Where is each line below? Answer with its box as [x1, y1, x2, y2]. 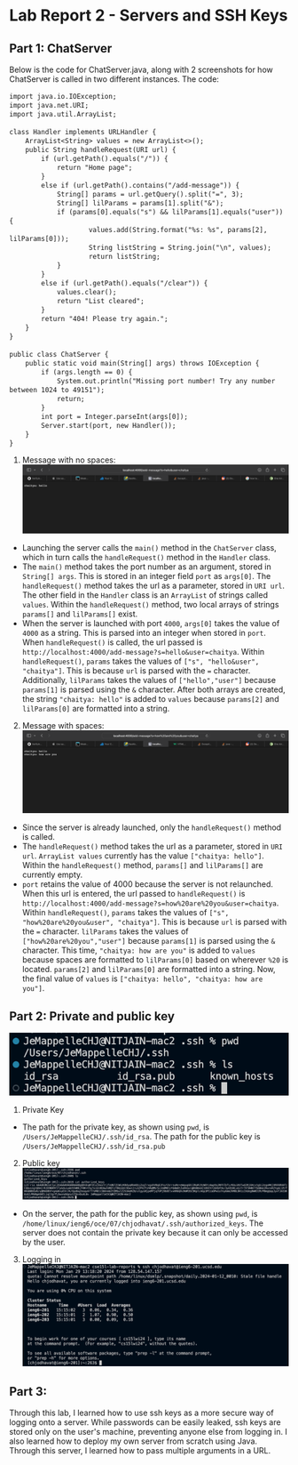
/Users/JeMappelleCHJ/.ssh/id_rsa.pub [21, 1142, 166, 1151]
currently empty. [21, 869, 83, 881]
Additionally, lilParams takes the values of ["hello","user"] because [21, 674, 277, 685]
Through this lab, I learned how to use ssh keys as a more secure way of [9, 1407, 274, 1418]
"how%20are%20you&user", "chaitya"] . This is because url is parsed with [21, 917, 287, 928]
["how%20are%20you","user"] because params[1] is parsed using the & [21, 936, 276, 946]
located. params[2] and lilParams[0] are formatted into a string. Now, [21, 964, 277, 975]
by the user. [21, 1237, 67, 1248]
